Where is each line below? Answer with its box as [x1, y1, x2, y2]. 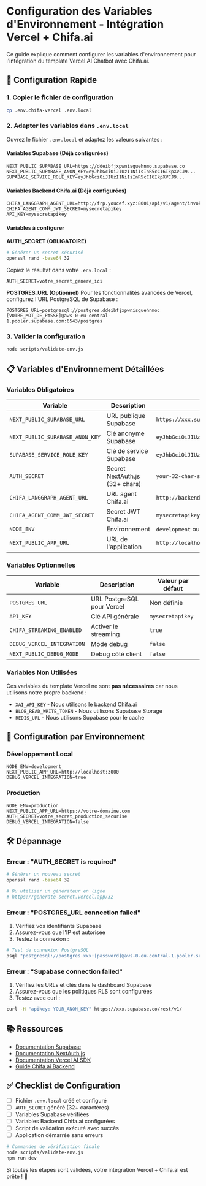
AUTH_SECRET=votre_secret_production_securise [6, 813, 128, 819]
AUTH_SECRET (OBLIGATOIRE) [6, 238, 87, 245]
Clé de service [106, 447, 148, 455]
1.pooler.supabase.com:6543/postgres [6, 318, 103, 324]
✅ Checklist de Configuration [6, 1081, 121, 1091]
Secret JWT [106, 507, 141, 516]
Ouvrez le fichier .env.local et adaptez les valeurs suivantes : [6, 135, 163, 143]
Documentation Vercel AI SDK [15, 1056, 91, 1063]
